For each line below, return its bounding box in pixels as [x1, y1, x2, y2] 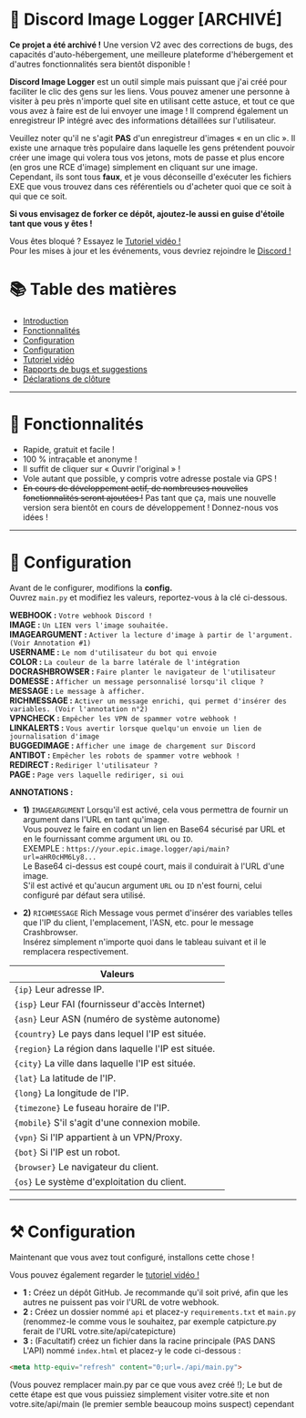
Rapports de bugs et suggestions [22, 363, 148, 374]
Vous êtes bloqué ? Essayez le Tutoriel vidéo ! [9, 235, 181, 246]
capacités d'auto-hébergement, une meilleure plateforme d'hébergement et [9, 48, 294, 59]
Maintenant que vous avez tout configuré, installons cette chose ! [9, 1251, 255, 1262]
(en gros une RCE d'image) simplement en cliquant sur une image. [9, 161, 258, 172]
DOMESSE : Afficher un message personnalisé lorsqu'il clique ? [9, 675, 264, 687]
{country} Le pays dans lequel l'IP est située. [14, 1027, 207, 1040]
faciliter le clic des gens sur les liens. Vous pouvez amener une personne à [9, 86, 291, 97]
